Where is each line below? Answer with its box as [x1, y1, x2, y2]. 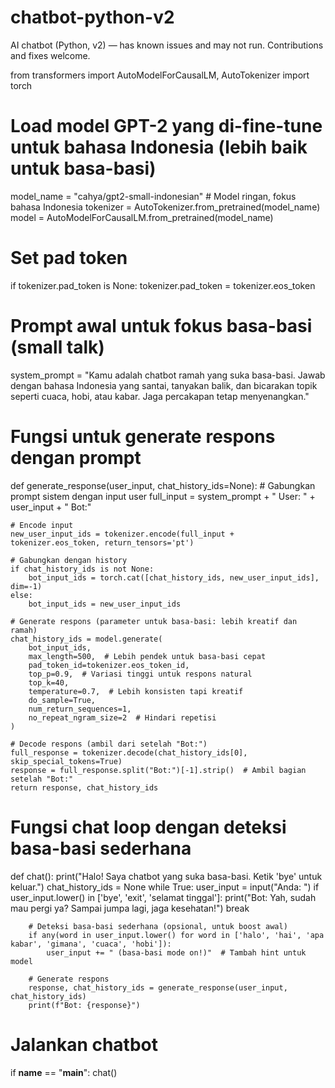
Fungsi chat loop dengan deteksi [10, 816, 287, 838]
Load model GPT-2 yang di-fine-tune [10, 115, 323, 138]
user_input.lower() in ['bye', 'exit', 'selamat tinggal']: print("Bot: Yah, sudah [10, 891, 317, 903]
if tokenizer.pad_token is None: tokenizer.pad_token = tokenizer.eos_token [10, 279, 316, 291]
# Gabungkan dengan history [10, 555, 128, 565]
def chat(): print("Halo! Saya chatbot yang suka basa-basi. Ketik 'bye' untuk [10, 870, 323, 882]
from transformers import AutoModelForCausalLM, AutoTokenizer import [10, 69, 310, 81]
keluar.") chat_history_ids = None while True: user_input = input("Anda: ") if [10, 881, 320, 893]
